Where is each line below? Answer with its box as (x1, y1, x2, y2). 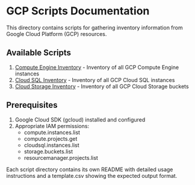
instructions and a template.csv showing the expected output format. (6, 172, 178, 179)
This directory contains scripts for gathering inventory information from (6, 24, 183, 31)
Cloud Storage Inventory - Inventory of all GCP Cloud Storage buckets (14, 83, 189, 90)
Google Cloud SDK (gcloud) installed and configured (14, 116, 146, 123)
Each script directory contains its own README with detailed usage (6, 166, 173, 173)
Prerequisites (6, 100, 58, 110)
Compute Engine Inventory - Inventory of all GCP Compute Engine (14, 63, 179, 71)
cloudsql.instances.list (23, 141, 79, 148)
